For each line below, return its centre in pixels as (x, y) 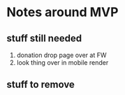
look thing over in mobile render (62, 63)
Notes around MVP (62, 12)
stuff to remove (41, 85)
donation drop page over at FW (61, 55)
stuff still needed (44, 38)
